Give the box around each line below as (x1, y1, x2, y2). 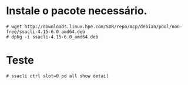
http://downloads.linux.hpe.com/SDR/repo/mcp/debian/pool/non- (24, 24, 183, 30)
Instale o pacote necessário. (6, 4, 147, 18)
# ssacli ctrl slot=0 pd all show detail (6, 73, 109, 79)
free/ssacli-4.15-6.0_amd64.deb (6, 28, 85, 35)
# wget (6, 24, 22, 30)
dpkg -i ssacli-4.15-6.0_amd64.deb (11, 34, 99, 40)
